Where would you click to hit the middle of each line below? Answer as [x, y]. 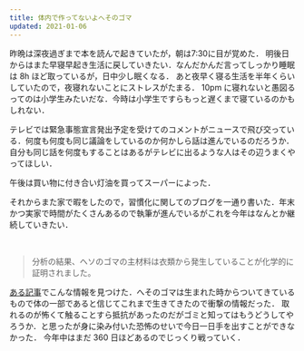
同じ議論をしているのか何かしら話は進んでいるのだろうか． [183, 141]
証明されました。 [64, 272]
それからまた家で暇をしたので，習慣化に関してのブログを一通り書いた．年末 [152, 201]
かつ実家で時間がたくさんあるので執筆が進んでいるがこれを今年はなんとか [148, 213]
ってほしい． [33, 163]
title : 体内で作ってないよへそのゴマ [71, 18]
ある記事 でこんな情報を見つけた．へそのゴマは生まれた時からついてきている [152, 292]
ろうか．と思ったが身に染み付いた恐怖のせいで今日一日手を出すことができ [148, 326]
